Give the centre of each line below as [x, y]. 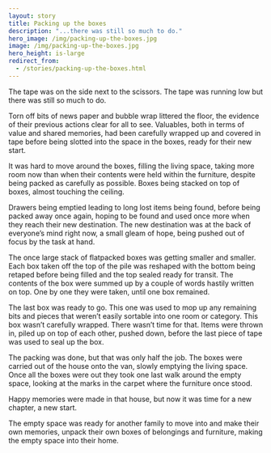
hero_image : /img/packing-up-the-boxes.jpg [83, 38]
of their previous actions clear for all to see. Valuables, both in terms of [127, 124]
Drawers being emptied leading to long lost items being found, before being [134, 207]
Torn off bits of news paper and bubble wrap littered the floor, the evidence [134, 116]
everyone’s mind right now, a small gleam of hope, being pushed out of [127, 233]
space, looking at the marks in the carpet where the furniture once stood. [130, 383]
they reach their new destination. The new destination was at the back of [130, 224]
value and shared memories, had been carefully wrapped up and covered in [135, 133]
